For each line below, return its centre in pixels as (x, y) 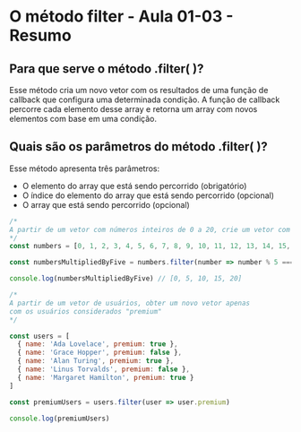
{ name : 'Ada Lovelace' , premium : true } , (98, 344)
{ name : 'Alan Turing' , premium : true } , (96, 361)
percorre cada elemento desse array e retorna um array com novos (133, 109)
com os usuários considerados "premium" (86, 311)
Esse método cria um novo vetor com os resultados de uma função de (139, 90)
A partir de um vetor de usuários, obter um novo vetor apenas (130, 303)
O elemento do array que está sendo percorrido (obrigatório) (134, 186)
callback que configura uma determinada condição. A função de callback (145, 99)
